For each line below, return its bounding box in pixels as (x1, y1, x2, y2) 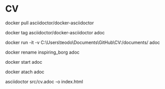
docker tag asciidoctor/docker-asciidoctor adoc (5, 29, 105, 35)
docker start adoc (5, 59, 43, 65)
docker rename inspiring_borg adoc (5, 49, 80, 55)
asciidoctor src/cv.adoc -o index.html (5, 78, 84, 84)
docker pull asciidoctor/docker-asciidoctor (5, 20, 94, 26)
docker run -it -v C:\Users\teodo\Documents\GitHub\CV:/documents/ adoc (5, 39, 160, 46)
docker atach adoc (5, 69, 45, 75)
